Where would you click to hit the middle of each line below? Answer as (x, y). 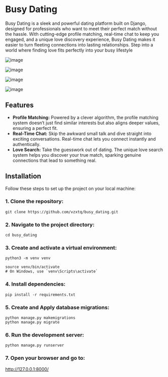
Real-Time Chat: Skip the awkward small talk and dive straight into (82, 133)
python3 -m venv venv (28, 258)
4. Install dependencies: (35, 284)
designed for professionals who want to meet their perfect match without (81, 28)
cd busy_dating (21, 235)
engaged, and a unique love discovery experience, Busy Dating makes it (80, 39)
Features (19, 105)
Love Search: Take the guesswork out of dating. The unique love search (88, 150)
